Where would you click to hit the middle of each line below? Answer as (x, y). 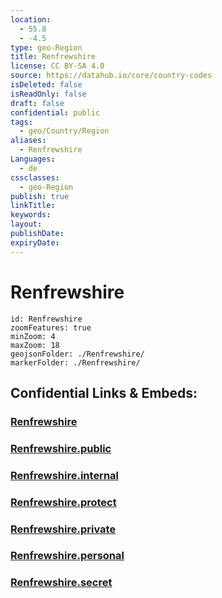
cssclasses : (35, 177)
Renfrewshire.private (63, 529)
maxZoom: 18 (35, 345)
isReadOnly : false (48, 94)
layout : (26, 224)
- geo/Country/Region (64, 131)
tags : (21, 122)
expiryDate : (35, 242)
